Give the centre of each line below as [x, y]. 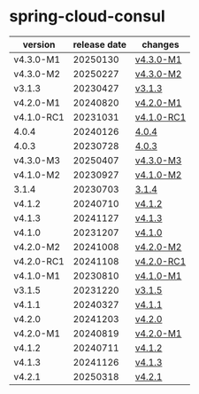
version [39, 44]
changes [160, 44]
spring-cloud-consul [87, 16]
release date [99, 44]
